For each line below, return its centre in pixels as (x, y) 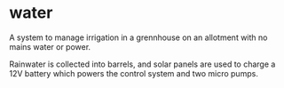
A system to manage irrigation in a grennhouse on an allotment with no (138, 37)
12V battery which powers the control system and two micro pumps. (134, 73)
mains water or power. (50, 46)
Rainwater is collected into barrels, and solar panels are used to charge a (142, 64)
